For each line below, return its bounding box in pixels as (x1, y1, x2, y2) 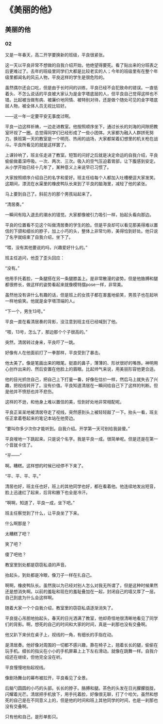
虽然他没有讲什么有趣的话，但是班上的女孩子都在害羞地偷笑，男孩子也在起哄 (5, 292, 158, 298)
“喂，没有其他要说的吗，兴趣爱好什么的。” (5, 244, 88, 250)
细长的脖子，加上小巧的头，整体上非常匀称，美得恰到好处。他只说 (26, 228, 158, 234)
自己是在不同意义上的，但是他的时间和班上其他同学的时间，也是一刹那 (13, 697, 154, 703)
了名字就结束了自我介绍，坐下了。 (5, 234, 73, 240)
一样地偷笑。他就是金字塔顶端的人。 (5, 298, 78, 304)
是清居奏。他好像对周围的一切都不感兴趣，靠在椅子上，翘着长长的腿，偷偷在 (5, 642, 158, 648)
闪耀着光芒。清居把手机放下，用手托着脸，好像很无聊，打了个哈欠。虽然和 (5, 691, 154, 697)
